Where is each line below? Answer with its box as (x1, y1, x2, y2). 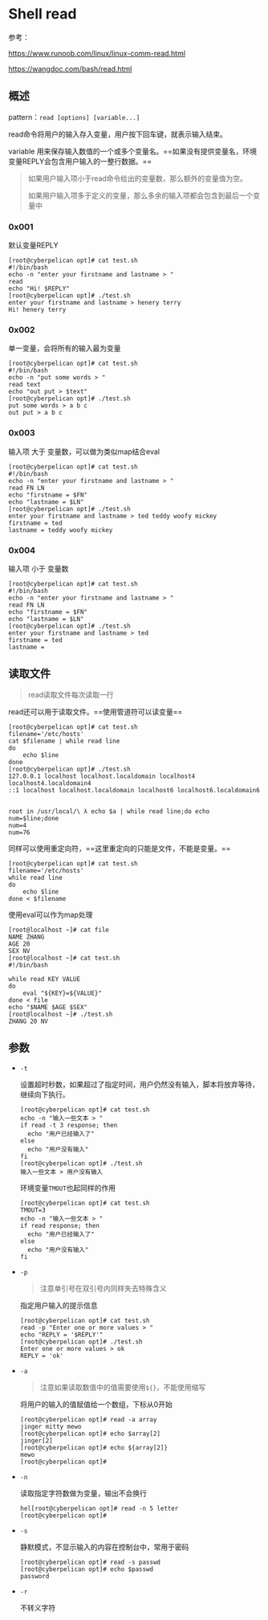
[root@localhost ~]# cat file (8, 926, 110, 934)
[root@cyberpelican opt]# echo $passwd (19, 1565, 154, 1573)
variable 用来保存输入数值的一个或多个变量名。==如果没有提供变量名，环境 (8, 146, 257, 156)
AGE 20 (8, 939, 30, 948)
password (19, 1572, 50, 1580)
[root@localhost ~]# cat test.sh (8, 954, 120, 962)
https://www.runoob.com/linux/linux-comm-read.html (8, 48, 186, 58)
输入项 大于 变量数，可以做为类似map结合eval (8, 447, 160, 456)
